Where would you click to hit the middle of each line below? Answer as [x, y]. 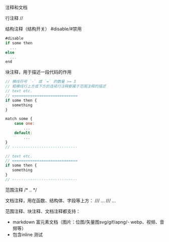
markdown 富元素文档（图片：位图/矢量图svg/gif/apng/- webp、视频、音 [88, 222]
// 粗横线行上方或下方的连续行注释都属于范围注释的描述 [55, 86]
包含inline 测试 [27, 234]
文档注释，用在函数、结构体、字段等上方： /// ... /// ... [61, 200]
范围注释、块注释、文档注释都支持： [43, 211]
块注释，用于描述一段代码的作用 [38, 72]
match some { [19, 119]
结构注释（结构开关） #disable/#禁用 [44, 29]
